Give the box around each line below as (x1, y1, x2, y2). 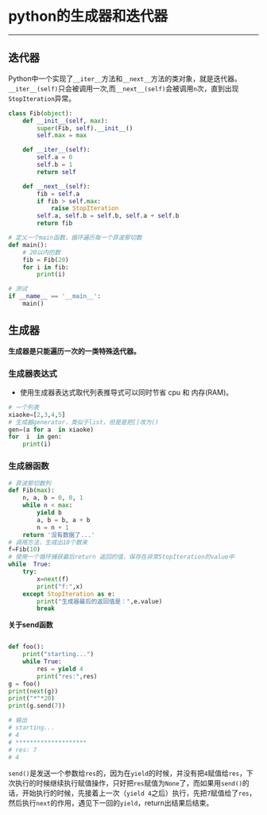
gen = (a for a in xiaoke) (8, 426, 94, 434)
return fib (37, 219, 73, 227)
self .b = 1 (37, 160, 73, 168)
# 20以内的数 (22, 248, 61, 257)
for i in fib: (22, 263, 69, 271)
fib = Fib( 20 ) (22, 256, 69, 264)
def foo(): (8, 643, 44, 651)
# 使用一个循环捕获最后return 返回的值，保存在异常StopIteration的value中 (8, 553, 234, 561)
